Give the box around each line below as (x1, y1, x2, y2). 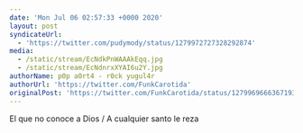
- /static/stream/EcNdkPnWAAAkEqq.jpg (17, 55, 164, 64)
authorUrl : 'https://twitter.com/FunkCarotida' (9, 80, 192, 89)
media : (9, 47, 34, 56)
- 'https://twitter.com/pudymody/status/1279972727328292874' (17, 38, 256, 48)
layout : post (9, 22, 59, 31)
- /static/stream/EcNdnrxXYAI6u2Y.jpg (17, 64, 164, 73)
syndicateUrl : (9, 30, 63, 39)
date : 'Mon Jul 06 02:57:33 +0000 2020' (9, 13, 164, 22)
